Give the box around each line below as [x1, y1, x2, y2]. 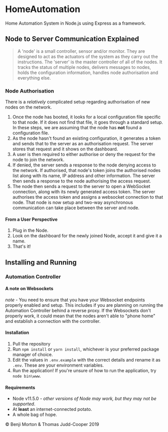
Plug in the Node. [12, 227, 49, 233]
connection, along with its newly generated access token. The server [12, 189, 155, 195]
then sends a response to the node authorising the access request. [12, 178, 151, 184]
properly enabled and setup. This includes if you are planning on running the [5, 302, 163, 308]
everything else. [17, 74, 51, 81]
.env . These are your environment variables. [12, 362, 104, 368]
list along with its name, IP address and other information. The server [12, 172, 155, 179]
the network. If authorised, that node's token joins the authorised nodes [12, 167, 161, 174]
